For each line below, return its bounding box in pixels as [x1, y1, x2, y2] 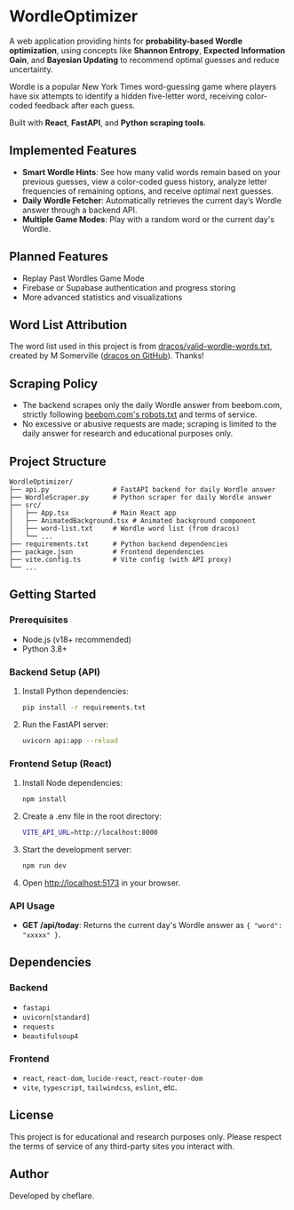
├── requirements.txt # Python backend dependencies [9, 540, 228, 549]
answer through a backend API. [21, 204, 138, 215]
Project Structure [9, 453, 107, 469]
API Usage [9, 900, 55, 912]
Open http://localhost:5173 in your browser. [21, 877, 180, 888]
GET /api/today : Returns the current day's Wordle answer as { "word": [21, 919, 282, 930]
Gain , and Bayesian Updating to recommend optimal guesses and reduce [9, 54, 280, 65]
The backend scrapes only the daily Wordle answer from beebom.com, [21, 400, 282, 411]
